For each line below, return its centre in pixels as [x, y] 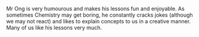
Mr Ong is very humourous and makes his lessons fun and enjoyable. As [95, 9]
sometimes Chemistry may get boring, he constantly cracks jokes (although [99, 15]
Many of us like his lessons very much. [54, 27]
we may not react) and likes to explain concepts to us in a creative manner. [99, 21]
